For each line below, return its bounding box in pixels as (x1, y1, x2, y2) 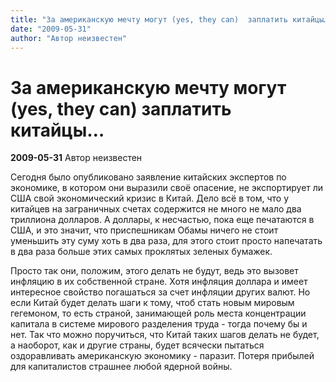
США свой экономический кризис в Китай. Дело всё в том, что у (10, 192, 290, 205)
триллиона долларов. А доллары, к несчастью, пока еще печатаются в (10, 214, 315, 226)
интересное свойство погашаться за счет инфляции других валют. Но (10, 286, 311, 298)
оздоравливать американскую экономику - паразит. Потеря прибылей (10, 350, 315, 362)
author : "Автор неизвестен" (10, 33, 128, 43)
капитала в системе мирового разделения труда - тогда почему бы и (10, 318, 308, 330)
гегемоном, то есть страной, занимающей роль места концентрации (10, 307, 307, 320)
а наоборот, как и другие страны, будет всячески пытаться (10, 339, 265, 351)
